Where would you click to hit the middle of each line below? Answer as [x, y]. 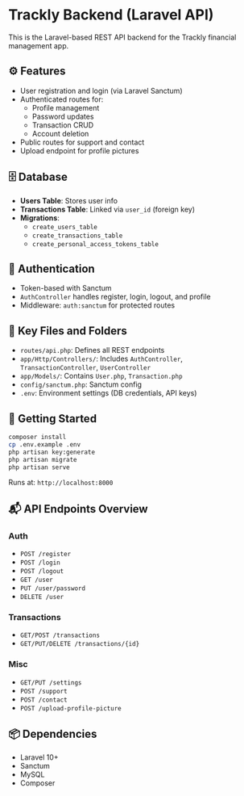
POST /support [43, 691]
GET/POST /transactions [60, 635]
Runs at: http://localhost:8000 [61, 483]
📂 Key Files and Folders [68, 331]
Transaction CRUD [63, 125]
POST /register [45, 555]
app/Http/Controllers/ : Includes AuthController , [101, 359]
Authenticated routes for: [62, 99]
